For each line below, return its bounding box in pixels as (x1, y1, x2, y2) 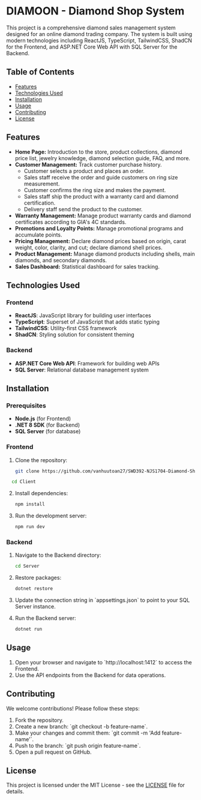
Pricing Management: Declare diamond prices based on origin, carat (14, 237, 187, 244)
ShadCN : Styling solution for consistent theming (14, 331, 135, 338)
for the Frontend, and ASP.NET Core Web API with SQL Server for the (6, 43, 178, 50)
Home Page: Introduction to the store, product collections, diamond (14, 148, 182, 155)
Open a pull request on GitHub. (14, 748, 92, 756)
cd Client (11, 479, 36, 485)
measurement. (23, 180, 60, 187)
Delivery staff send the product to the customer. (23, 205, 143, 212)
